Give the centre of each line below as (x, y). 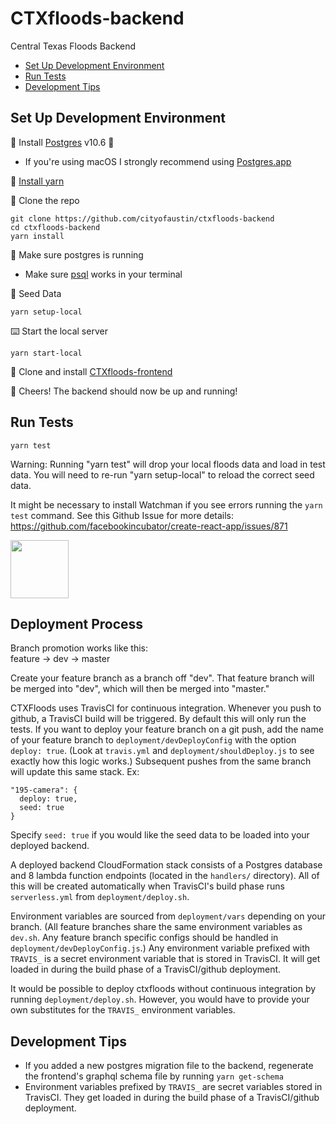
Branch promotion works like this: (79, 648)
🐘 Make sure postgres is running (77, 254)
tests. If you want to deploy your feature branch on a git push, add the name (167, 729)
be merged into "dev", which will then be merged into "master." (140, 689)
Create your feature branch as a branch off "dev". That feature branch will (162, 678)
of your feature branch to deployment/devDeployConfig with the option (153, 740)
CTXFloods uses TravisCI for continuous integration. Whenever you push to (166, 708)
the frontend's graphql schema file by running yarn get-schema (154, 1076)
